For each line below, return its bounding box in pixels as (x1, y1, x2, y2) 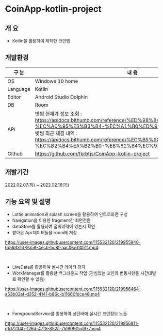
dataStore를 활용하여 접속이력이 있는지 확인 (12, 223, 96, 230)
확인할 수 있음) (17, 277, 45, 282)
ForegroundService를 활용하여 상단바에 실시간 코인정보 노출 (12, 311, 127, 316)
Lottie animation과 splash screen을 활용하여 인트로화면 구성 (12, 211, 128, 217)
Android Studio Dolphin (34, 94, 88, 100)
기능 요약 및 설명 (5, 198, 51, 206)
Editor (7, 94, 21, 100)
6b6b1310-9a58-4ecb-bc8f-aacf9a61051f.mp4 (5, 245, 98, 251)
